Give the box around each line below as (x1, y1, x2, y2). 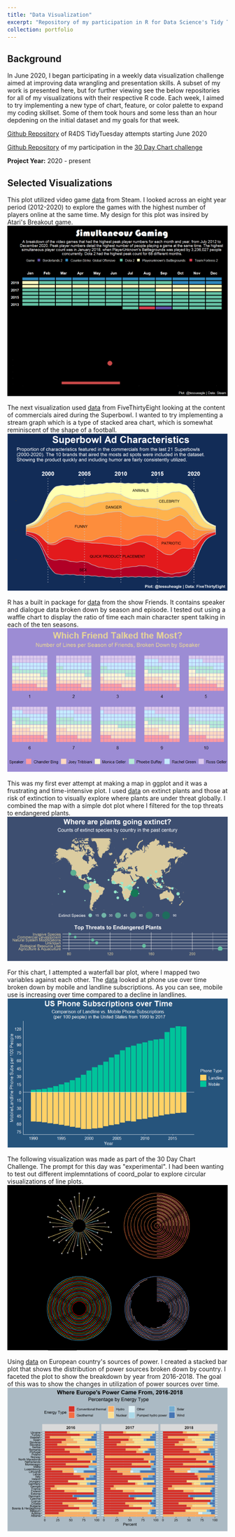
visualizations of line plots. (7, 1177, 84, 1186)
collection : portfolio (7, 26, 73, 33)
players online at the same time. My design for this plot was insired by (7, 211, 208, 218)
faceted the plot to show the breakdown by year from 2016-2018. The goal (7, 1372, 222, 1380)
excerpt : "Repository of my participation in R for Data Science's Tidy (7, 18, 224, 26)
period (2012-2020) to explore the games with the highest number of (7, 203, 206, 211)
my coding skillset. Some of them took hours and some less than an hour (7, 108, 218, 117)
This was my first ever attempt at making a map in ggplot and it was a (7, 779, 208, 787)
